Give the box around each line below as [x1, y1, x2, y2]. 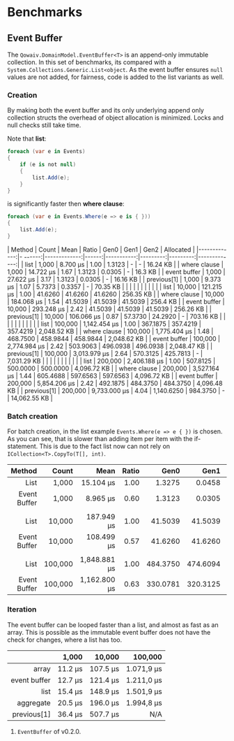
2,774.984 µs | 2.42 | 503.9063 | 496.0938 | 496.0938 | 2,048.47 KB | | [7, 342, 213, 350]
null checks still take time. [7, 121, 81, 129]
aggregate [17, 698, 51, 707]
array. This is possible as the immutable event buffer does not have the [7, 628, 211, 636]
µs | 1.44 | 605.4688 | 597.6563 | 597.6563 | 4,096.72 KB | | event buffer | [7, 371, 218, 380]
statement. [7, 442, 38, 451]
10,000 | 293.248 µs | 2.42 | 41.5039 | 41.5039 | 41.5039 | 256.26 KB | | [7, 305, 212, 313]
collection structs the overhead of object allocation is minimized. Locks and [7, 113, 224, 122]
